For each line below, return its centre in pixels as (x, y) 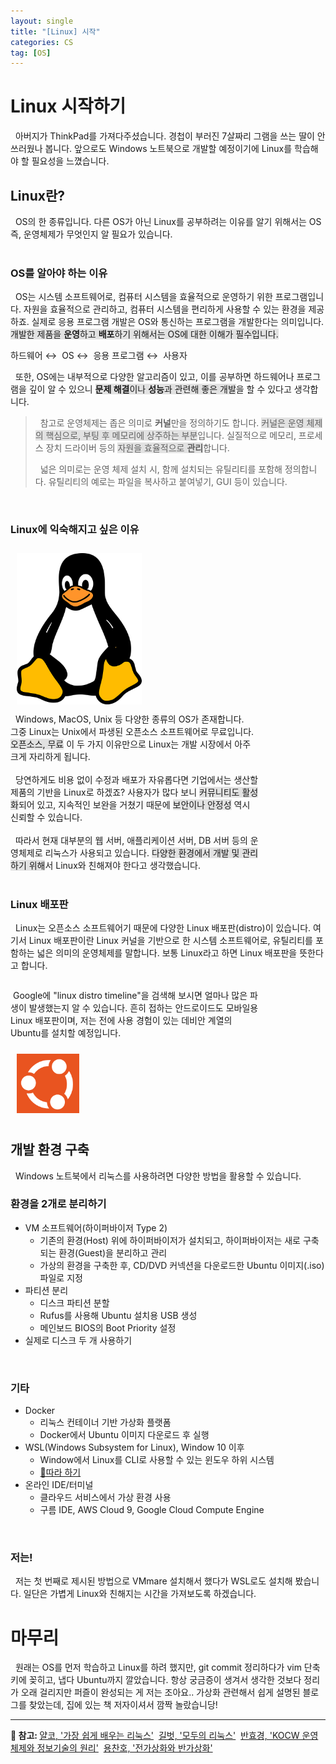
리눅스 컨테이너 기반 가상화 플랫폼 (105, 1422)
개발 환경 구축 (50, 1150)
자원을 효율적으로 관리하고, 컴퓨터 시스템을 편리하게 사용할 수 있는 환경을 (165, 309)
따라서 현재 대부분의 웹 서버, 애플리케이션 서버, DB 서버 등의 (131, 841)
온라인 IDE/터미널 (59, 1485)
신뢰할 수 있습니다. (46, 817)
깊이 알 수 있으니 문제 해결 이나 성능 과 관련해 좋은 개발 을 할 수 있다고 (160, 389)
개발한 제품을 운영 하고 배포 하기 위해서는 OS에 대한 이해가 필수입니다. (144, 334)
